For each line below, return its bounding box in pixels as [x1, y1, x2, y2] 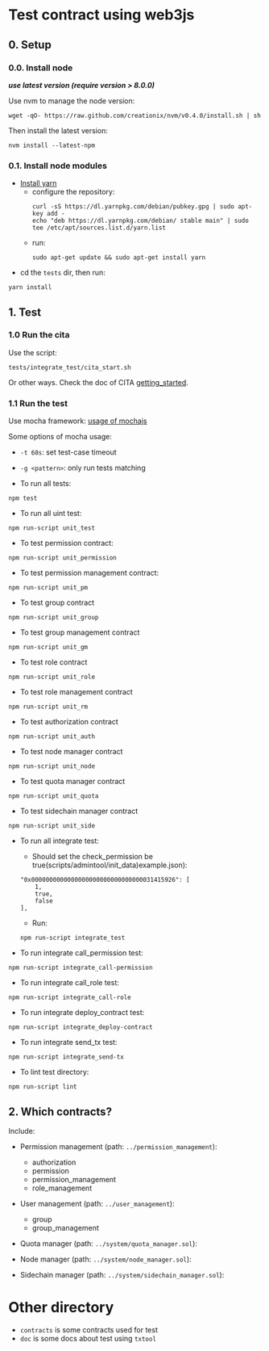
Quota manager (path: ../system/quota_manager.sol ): [19, 1238, 197, 1248]
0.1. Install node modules [8, 160, 107, 171]
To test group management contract [19, 627, 140, 637]
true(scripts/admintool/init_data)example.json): [31, 860, 188, 870]
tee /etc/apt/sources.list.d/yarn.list [31, 224, 167, 232]
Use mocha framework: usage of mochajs [8, 416, 147, 426]
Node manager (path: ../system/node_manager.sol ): [19, 1254, 192, 1264]
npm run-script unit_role [8, 673, 95, 682]
